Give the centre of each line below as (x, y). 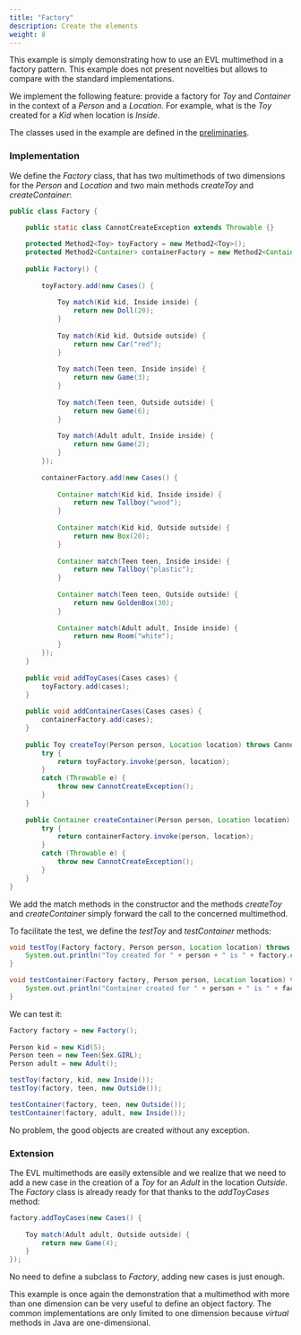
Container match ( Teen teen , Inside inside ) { (143, 561)
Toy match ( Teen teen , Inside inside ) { (131, 369)
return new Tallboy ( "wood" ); (127, 503)
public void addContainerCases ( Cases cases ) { (114, 711)
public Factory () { (62, 269)
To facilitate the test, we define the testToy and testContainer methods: (140, 931)
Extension (32, 1153)
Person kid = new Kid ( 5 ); (57, 1047)
